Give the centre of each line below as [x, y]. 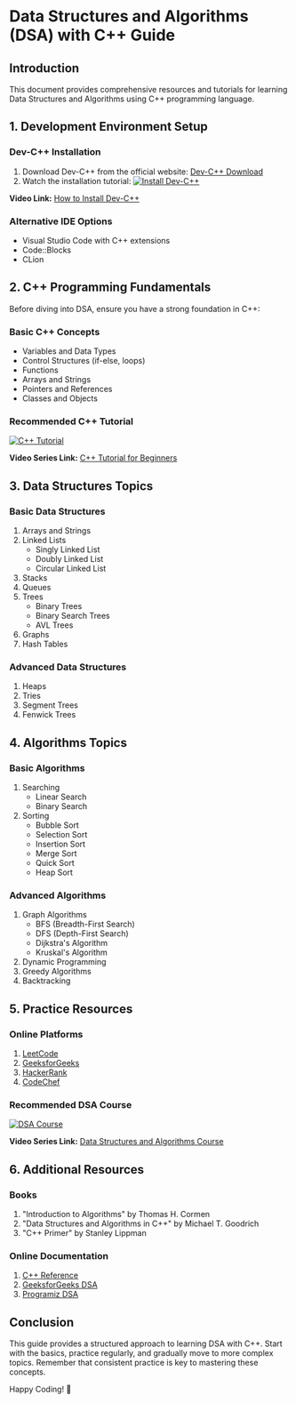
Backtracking [46, 981]
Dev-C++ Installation [55, 152]
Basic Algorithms [47, 768]
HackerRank [44, 1072]
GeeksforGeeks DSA [60, 1285]
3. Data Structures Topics [81, 486]
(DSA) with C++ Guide [92, 35]
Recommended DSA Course [71, 1104]
